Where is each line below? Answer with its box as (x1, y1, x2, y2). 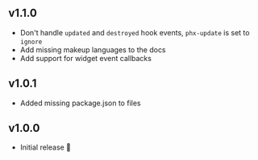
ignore (19, 38, 43, 46)
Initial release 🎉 (19, 142, 71, 152)
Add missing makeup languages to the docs (19, 44, 167, 55)
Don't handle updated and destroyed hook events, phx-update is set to (19, 27, 250, 37)
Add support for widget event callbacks (19, 53, 152, 63)
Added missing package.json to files (19, 98, 141, 108)
